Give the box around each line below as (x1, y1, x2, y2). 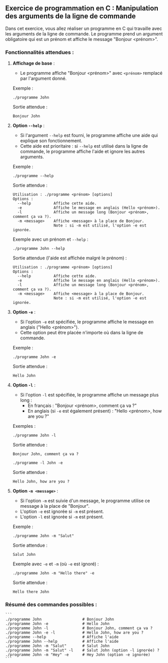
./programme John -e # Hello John (5, 622, 110, 627)
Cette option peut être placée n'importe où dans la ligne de (20, 330, 143, 336)
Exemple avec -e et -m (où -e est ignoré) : (12, 561, 99, 567)
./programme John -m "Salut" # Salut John (5, 643, 110, 649)
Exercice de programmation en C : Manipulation (5, 4, 158, 13)
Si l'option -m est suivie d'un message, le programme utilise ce (20, 498, 150, 504)
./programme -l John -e (12, 460, 63, 466)
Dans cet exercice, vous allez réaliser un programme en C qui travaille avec (5, 25, 162, 31)
